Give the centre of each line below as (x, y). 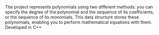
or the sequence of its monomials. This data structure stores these (72, 17)
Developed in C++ (23, 27)
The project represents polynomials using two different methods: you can (79, 7)
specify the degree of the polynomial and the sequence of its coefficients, (80, 12)
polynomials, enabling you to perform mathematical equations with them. (79, 22)
